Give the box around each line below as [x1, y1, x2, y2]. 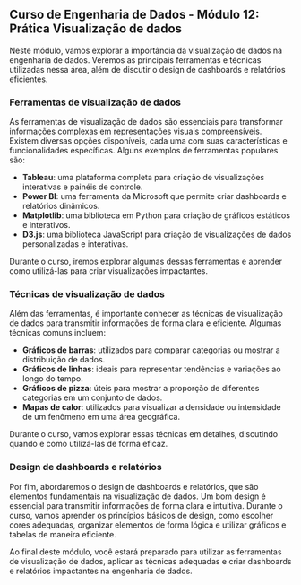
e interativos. [21, 220, 71, 231]
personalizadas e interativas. [21, 239, 129, 249]
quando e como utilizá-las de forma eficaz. [9, 439, 168, 450]
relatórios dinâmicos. [21, 201, 100, 212]
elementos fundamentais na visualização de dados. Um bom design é [9, 491, 266, 502]
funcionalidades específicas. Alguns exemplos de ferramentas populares [9, 145, 279, 156]
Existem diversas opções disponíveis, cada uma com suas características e [9, 135, 288, 146]
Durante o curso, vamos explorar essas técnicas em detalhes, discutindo [9, 429, 279, 440]
